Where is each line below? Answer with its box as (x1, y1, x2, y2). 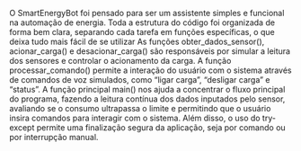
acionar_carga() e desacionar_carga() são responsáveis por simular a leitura (9, 46, 290, 57)
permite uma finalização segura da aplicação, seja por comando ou (36, 122, 286, 133)
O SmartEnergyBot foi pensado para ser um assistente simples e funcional (9, 8, 285, 18)
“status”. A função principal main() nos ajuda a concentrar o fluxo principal (9, 84, 286, 94)
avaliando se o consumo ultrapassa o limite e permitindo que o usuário (9, 103, 271, 113)
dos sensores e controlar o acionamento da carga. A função (9, 56, 232, 66)
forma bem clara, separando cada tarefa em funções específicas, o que (9, 27, 276, 37)
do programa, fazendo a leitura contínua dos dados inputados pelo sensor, (9, 93, 286, 104)
